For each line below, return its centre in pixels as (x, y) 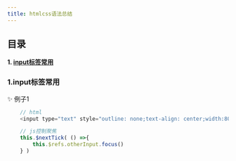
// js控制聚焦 (38, 131)
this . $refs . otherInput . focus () (78, 145)
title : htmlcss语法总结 (40, 14)
